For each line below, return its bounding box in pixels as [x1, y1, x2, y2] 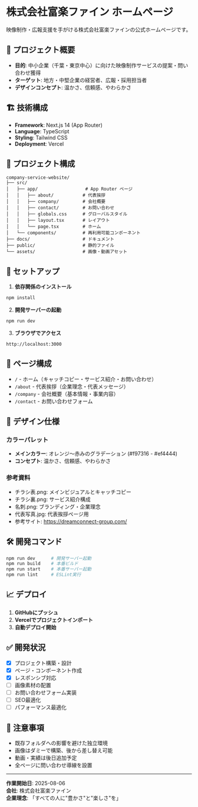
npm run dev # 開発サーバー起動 [6, 555, 92, 561]
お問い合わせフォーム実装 [14, 688, 77, 696]
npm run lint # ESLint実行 [6, 572, 81, 578]
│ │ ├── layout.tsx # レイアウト [6, 218, 110, 224]
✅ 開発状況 [6, 642, 46, 652]
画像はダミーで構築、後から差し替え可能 [14, 747, 113, 754]
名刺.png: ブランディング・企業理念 [14, 503, 101, 510]
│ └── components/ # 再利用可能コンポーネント [6, 230, 141, 236]
